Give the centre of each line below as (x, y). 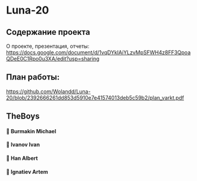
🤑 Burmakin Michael (31, 131)
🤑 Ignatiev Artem (27, 172)
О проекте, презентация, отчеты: (48, 46)
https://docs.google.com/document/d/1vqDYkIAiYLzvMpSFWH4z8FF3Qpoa (98, 52)
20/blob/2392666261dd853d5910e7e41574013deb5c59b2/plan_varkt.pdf (95, 97)
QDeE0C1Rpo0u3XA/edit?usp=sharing (53, 59)
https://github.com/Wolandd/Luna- (48, 91)
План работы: (33, 77)
